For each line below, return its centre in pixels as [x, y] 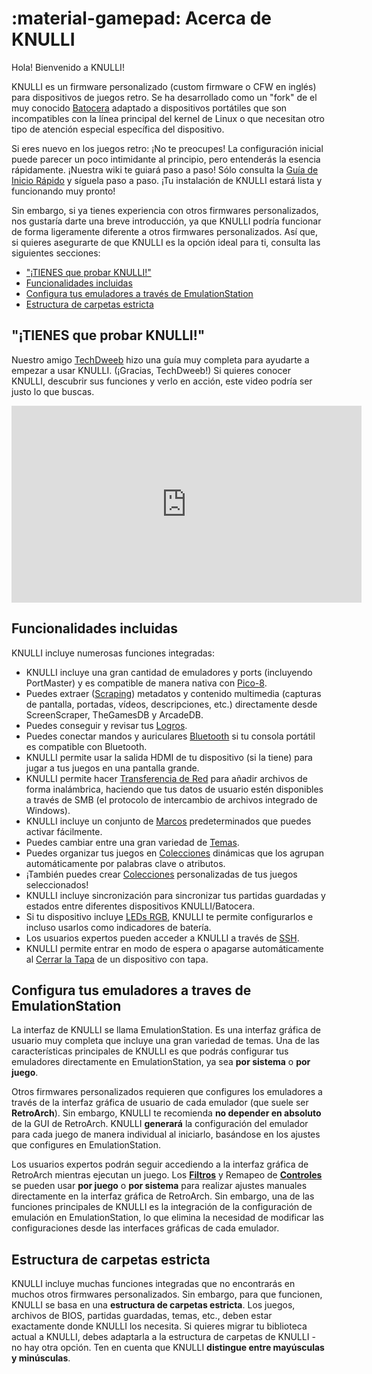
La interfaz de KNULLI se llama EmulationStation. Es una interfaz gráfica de [166, 1030]
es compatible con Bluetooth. [86, 746]
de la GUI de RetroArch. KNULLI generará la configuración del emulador [160, 1124]
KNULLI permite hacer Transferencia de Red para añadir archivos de [166, 778]
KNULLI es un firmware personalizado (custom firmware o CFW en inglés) [164, 86]
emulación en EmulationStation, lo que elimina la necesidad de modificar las [167, 1218]
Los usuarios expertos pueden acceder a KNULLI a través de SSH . [162, 938]
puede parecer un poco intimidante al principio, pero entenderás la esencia [166, 159]
